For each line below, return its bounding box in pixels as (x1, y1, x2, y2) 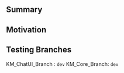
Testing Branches (6, 45, 72, 55)
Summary (6, 5, 43, 15)
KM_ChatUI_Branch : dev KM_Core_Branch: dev (6, 60, 119, 67)
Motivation (6, 25, 47, 35)
